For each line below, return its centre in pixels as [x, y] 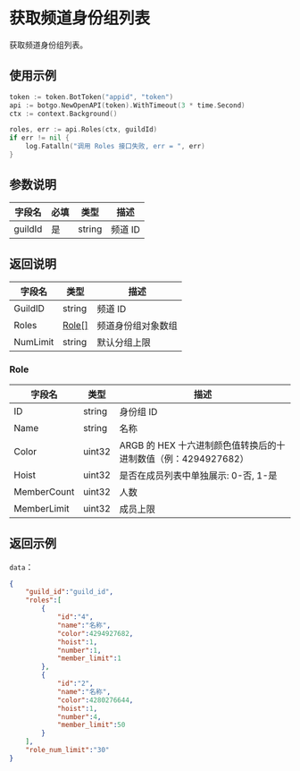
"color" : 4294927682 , [95, 633]
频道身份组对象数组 [137, 326]
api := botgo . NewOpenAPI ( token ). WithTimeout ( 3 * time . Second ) [127, 105]
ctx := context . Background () [63, 114]
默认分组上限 [124, 343]
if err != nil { [39, 138]
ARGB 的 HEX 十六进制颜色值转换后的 [198, 445]
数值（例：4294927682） [193, 459]
